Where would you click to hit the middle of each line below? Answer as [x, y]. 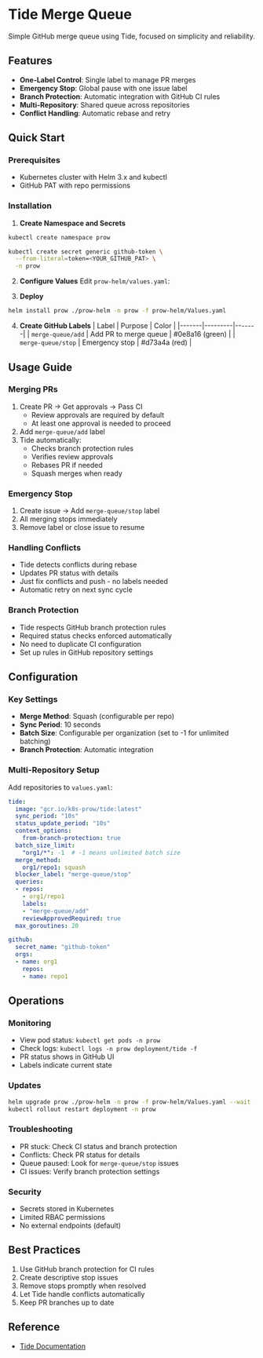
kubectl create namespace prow [59, 237]
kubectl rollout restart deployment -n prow [82, 1109]
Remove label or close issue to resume [82, 528]
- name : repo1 [45, 976]
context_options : [44, 831]
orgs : [24, 955]
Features [30, 61]
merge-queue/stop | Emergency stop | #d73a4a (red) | [106, 342]
